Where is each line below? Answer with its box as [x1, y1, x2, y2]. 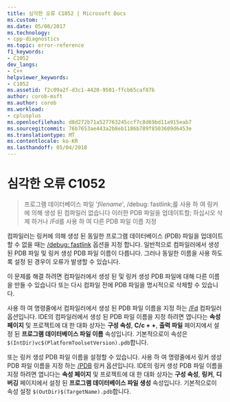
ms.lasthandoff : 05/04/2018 [7, 144, 88, 151]
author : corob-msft [7, 93, 63, 100]
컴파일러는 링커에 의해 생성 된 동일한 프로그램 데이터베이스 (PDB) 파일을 [7, 232, 200, 240]
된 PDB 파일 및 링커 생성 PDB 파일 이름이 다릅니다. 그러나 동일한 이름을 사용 [7, 249, 211, 257]
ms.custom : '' [7, 16, 48, 23]
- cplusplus [7, 112, 41, 119]
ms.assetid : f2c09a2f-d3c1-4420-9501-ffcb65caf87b [7, 87, 155, 93]
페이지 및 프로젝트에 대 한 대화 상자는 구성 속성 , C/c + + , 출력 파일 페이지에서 [7, 321, 213, 329]
